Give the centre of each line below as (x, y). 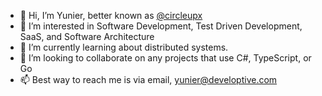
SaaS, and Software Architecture (87, 36)
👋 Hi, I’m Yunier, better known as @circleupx (111, 15)
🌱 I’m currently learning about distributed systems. (124, 47)
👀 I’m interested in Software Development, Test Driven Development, (161, 26)
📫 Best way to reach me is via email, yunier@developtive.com (148, 79)
